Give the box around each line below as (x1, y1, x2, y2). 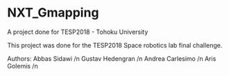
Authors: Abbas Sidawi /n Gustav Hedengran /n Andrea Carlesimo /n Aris (7, 54, 217, 63)
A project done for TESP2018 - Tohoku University (7, 28, 149, 36)
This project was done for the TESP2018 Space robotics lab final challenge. (7, 41, 223, 49)
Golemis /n (7, 61, 38, 70)
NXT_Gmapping (7, 5, 99, 21)
